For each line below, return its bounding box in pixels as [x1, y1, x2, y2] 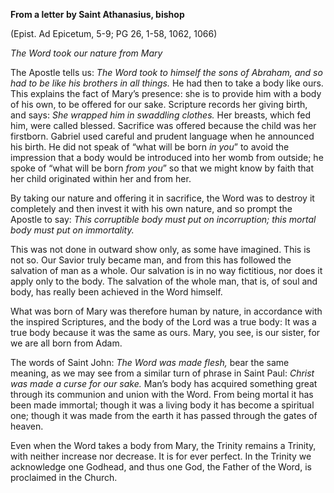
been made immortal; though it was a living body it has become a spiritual [10, 399, 315, 411]
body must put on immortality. [10, 224, 135, 236]
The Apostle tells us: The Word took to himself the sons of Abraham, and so [10, 67, 323, 78]
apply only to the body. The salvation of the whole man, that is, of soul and [10, 275, 318, 287]
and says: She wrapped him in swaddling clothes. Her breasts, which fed [10, 109, 312, 121]
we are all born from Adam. [10, 337, 123, 349]
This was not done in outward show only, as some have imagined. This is [10, 244, 311, 255]
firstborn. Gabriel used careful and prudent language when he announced [10, 130, 315, 142]
